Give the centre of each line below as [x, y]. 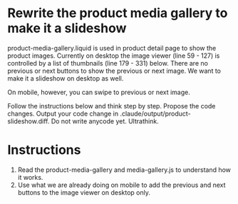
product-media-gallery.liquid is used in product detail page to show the [112, 48]
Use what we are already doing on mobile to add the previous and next [121, 185]
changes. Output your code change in [63, 113]
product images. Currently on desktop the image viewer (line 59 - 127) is [114, 56]
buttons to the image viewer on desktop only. [84, 192]
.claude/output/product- [155, 113]
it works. [30, 177]
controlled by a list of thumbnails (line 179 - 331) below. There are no [108, 63]
